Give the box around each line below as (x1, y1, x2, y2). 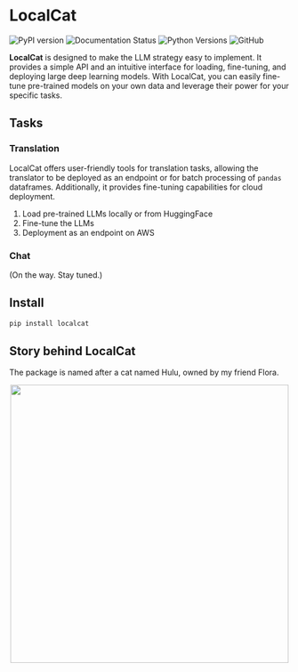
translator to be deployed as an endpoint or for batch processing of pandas (9, 172, 282, 182)
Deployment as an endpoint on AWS (21, 227, 155, 238)
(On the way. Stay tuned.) (9, 269, 103, 280)
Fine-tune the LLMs (21, 217, 95, 228)
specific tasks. (9, 90, 63, 101)
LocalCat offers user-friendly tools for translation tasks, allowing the (9, 162, 260, 174)
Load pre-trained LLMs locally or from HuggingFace (21, 208, 213, 219)
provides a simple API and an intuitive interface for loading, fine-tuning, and (9, 61, 286, 72)
